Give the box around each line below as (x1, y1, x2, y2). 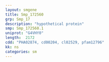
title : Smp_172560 (5, 12, 44, 17)
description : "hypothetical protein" (5, 21, 84, 26)
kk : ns (5, 44, 19, 49)
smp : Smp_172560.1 (5, 26, 44, 31)
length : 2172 (5, 35, 35, 40)
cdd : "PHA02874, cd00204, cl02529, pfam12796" (5, 40, 104, 45)
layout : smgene (5, 7, 37, 12)
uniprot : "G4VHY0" (5, 30, 44, 35)
